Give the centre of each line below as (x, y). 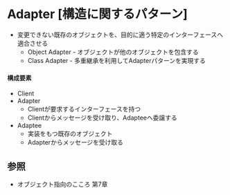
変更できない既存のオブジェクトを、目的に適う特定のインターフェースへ (120, 35)
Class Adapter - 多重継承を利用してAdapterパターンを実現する (117, 60)
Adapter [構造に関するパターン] (98, 14)
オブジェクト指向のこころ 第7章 (62, 184)
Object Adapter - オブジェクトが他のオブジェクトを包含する (113, 52)
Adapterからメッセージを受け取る (75, 142)
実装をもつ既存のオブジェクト (70, 134)
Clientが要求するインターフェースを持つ (84, 109)
